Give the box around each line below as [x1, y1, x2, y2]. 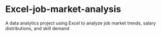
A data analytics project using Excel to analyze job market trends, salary [5, 20, 156, 26]
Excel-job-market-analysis [5, 3, 121, 15]
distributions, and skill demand [5, 25, 70, 31]
